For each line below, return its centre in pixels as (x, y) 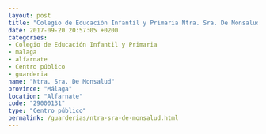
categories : (28, 37)
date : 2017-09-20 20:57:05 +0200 (63, 30)
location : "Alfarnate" (46, 96)
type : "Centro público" (47, 111)
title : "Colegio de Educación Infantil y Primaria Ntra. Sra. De (118, 23)
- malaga (23, 52)
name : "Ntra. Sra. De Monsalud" (61, 81)
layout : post (30, 15)
